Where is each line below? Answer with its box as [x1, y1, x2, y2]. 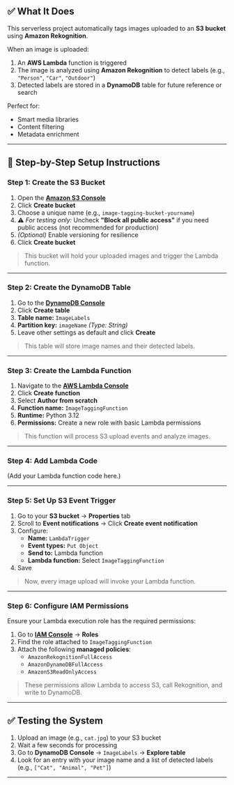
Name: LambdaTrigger [27, 533, 91, 542]
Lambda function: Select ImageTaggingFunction [27, 556, 164, 564]
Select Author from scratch [17, 397, 97, 405]
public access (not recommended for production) [17, 223, 159, 231]
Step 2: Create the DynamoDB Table [7, 282, 131, 292]
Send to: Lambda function [27, 549, 103, 557]
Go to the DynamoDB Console [17, 298, 105, 307]
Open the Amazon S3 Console [17, 193, 106, 201]
